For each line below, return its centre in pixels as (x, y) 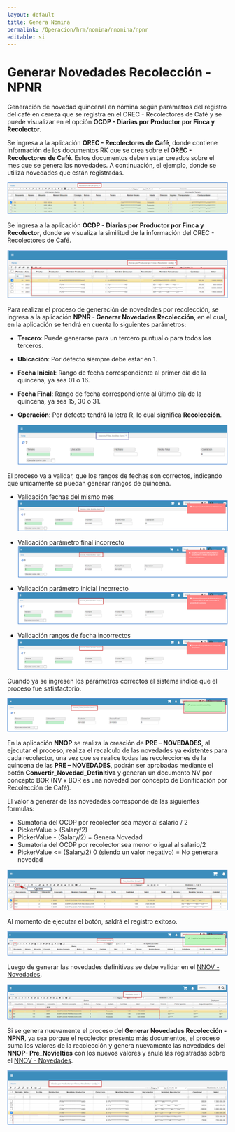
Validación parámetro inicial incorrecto (73, 589)
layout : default (31, 15)
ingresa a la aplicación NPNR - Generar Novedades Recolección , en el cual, (117, 317)
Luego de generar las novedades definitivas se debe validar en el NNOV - (113, 967)
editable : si (26, 37)
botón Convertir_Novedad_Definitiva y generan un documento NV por (109, 773)
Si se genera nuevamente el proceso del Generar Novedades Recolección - (117, 1030)
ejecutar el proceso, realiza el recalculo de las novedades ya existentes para (117, 750)
